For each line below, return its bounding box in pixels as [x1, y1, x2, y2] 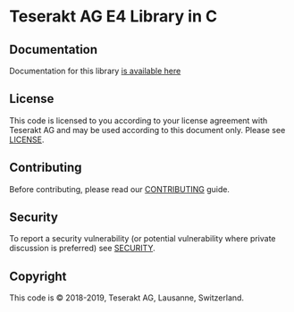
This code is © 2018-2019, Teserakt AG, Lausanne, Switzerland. [9, 292, 244, 303]
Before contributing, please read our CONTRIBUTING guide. [9, 183, 231, 194]
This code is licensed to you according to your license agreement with [9, 114, 268, 126]
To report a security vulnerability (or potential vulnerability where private [9, 233, 276, 244]
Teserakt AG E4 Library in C [9, 6, 217, 27]
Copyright [9, 268, 67, 283]
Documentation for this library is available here [9, 65, 181, 76]
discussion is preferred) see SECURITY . [9, 243, 155, 254]
